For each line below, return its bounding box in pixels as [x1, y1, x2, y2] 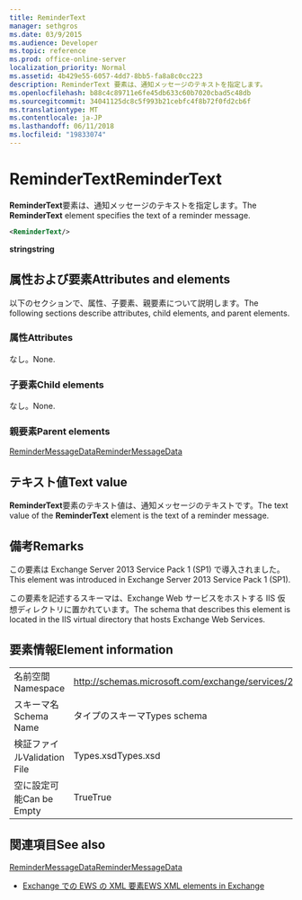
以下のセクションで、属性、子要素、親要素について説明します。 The [9, 298, 259, 308]
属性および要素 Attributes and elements [9, 272, 231, 288]
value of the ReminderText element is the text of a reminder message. [9, 510, 270, 521]
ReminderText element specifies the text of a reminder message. [9, 209, 251, 220]
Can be [22, 792, 54, 805]
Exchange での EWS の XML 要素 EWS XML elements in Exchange [22, 880, 265, 891]
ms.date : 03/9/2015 [9, 30, 83, 39]
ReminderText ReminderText [9, 169, 222, 190]
